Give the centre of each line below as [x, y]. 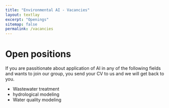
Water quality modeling [37, 100]
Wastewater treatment [36, 89]
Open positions [38, 54]
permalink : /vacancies [29, 29]
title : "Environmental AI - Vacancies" [48, 10]
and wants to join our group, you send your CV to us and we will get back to [85, 74]
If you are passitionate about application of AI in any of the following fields [83, 68]
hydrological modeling [36, 94]
